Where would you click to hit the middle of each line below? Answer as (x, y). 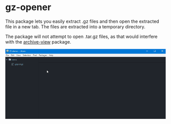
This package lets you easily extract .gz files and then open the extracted (82, 21)
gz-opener (28, 7)
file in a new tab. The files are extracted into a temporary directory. (75, 26)
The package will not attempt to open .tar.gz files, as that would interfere (81, 36)
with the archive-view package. (38, 42)
